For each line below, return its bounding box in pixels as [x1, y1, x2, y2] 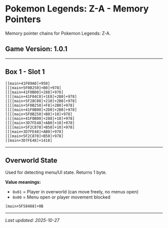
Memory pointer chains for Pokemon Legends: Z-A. [5, 30, 111, 36]
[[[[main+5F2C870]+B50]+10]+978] [5, 125, 75, 130]
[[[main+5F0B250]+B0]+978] [5, 85, 61, 90]
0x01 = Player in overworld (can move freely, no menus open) [12, 189, 139, 195]
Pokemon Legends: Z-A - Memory [5, 3, 149, 15]
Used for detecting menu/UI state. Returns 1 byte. [5, 169, 107, 175]
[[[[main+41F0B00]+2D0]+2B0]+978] [5, 107, 77, 112]
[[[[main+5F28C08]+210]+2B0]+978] [5, 98, 77, 103]
